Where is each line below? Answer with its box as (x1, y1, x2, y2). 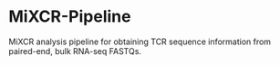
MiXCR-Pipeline (8, 6, 131, 27)
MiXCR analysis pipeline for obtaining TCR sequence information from (8, 36, 271, 47)
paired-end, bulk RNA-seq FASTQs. (8, 45, 142, 56)
